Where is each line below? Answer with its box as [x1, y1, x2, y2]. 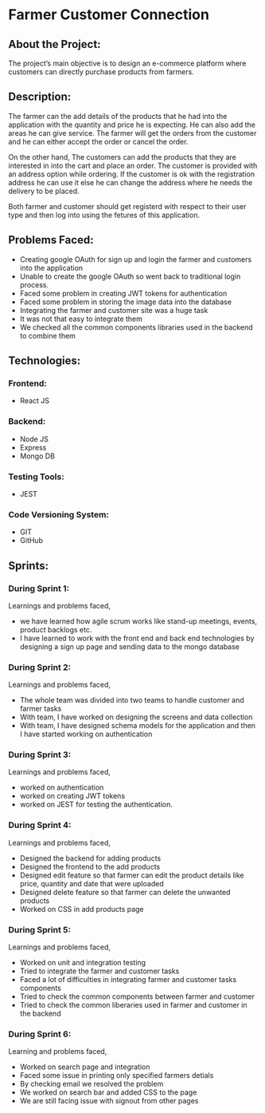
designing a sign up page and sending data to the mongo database [19, 641, 240, 652]
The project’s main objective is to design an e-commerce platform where [8, 58, 247, 68]
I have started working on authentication [19, 729, 153, 739]
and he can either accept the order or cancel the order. [8, 137, 189, 146]
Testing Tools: [8, 471, 65, 482]
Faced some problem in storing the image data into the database [19, 297, 232, 307]
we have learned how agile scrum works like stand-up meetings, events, [19, 616, 257, 626]
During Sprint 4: [8, 820, 72, 831]
